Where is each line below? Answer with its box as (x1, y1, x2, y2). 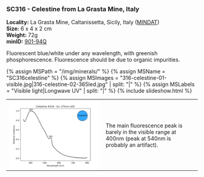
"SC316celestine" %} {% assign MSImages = (6, 75, 119, 82)
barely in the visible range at (106, 128, 177, 135)
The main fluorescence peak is (106, 122, 183, 129)
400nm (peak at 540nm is (106, 135, 171, 142)
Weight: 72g (6, 32, 38, 39)
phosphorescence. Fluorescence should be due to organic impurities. (6, 56, 180, 64)
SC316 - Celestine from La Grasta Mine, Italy (6, 5, 140, 13)
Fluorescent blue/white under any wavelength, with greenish (6, 50, 158, 57)
